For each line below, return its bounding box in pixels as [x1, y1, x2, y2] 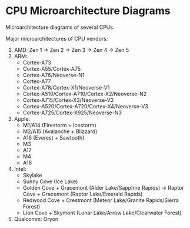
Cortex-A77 [22, 78, 51, 85]
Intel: [14, 165, 26, 172]
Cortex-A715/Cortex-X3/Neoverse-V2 [22, 96, 114, 104]
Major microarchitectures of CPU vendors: [5, 35, 108, 42]
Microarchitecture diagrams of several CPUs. [5, 24, 115, 31]
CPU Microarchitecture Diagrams [5, 4, 171, 18]
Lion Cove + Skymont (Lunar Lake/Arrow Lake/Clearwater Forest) [22, 209, 182, 216]
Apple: [14, 115, 31, 122]
